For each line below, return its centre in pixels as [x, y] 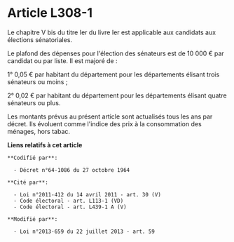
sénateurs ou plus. [34, 102]
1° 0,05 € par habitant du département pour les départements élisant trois [113, 74]
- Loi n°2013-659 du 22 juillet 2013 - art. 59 [84, 231]
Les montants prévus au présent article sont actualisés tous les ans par [110, 116]
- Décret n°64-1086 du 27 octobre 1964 [72, 170]
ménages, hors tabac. [39, 131]
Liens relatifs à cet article [45, 144]
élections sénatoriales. [40, 39]
